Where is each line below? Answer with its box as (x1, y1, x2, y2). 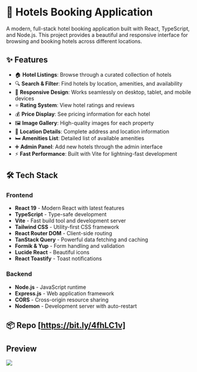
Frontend (6, 191, 33, 200)
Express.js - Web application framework (14, 289, 115, 297)
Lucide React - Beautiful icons (14, 249, 90, 256)
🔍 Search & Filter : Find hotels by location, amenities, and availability (14, 80, 183, 87)
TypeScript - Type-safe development (14, 211, 107, 218)
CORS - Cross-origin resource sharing (14, 296, 109, 303)
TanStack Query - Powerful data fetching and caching (14, 236, 148, 243)
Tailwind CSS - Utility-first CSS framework (14, 223, 120, 231)
